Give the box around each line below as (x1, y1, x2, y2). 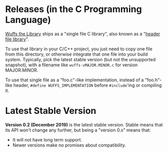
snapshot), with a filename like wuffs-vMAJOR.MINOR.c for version (5, 62, 138, 68)
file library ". (5, 36, 29, 42)
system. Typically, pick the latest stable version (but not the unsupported (5, 56, 156, 62)
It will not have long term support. (12, 136, 82, 142)
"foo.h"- (144, 77, 162, 83)
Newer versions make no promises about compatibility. (12, 142, 126, 148)
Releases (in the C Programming (5, 4, 142, 15)
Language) (5, 14, 51, 26)
